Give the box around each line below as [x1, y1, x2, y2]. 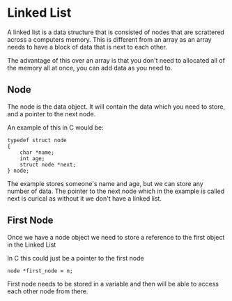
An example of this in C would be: [7, 123, 104, 132]
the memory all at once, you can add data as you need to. [7, 63, 173, 72]
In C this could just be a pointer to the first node [7, 254, 144, 262]
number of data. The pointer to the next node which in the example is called [7, 187, 225, 195]
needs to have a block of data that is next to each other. [7, 43, 167, 51]
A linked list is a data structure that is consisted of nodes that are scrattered [7, 28, 225, 36]
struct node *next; [20, 161, 77, 168]
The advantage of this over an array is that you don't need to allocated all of [7, 56, 225, 64]
